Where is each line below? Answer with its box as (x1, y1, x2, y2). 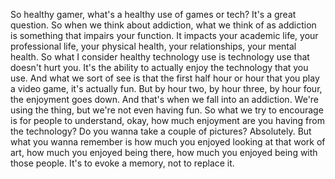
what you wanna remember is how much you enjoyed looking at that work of (10, 136, 326, 148)
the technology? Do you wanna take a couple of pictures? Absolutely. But (10, 125, 312, 137)
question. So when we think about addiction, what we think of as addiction (10, 19, 317, 31)
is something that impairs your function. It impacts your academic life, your (10, 30, 319, 41)
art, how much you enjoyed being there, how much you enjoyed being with (10, 147, 318, 158)
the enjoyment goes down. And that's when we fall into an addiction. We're (10, 94, 320, 105)
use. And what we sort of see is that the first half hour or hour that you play (10, 72, 320, 84)
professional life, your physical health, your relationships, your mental (10, 40, 297, 52)
